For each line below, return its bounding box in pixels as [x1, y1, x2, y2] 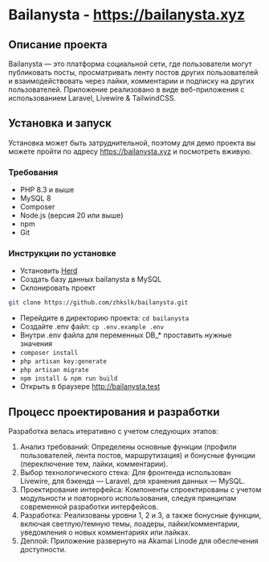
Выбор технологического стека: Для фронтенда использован [19, 468, 231, 477]
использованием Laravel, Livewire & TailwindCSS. [8, 93, 177, 102]
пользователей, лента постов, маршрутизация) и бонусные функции [19, 451, 255, 461]
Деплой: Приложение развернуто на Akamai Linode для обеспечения [19, 536, 259, 546]
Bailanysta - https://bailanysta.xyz [8, 6, 246, 24]
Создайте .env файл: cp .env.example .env [19, 322, 165, 332]
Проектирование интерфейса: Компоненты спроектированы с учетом [19, 485, 262, 494]
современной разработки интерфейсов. [19, 502, 159, 512]
